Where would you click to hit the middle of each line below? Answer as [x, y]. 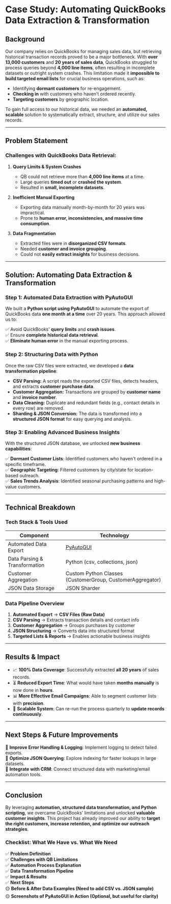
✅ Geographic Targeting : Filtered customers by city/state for [69, 470]
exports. [14, 753]
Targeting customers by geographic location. [61, 99]
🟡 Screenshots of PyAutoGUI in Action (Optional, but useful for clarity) [82, 896]
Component [34, 535]
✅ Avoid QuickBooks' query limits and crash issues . [61, 329]
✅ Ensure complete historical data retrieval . [52, 335]
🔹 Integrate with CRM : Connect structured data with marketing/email [78, 769]
